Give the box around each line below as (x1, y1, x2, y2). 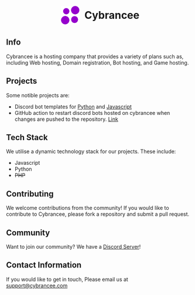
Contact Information (6, 260, 82, 270)
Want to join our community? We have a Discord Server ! (6, 243, 141, 250)
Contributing (6, 189, 54, 199)
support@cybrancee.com (6, 282, 68, 289)
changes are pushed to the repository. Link (14, 116, 118, 123)
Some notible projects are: (6, 91, 70, 99)
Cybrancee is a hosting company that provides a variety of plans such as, (6, 53, 184, 60)
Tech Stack (6, 133, 48, 143)
